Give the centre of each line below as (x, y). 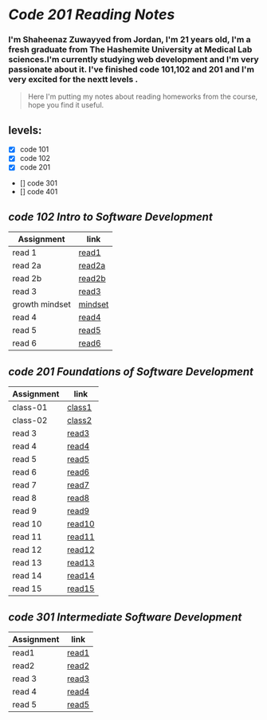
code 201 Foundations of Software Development (131, 372)
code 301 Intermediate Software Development (125, 617)
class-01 (30, 408)
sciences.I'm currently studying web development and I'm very (133, 60)
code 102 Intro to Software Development (110, 217)
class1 (80, 408)
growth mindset (42, 304)
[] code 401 (39, 192)
